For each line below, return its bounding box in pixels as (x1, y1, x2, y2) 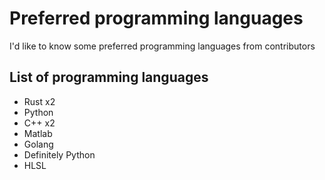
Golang (23, 138, 54, 150)
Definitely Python (23, 148, 96, 161)
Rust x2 (23, 95, 56, 107)
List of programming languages (9, 69, 209, 86)
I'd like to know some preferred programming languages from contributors (9, 40, 316, 52)
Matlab (23, 127, 53, 139)
